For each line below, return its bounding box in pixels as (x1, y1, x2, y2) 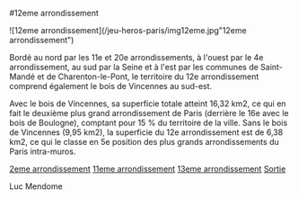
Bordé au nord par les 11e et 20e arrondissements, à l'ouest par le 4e (9, 52, 264, 62)
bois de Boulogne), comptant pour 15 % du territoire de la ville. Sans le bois (9, 117, 288, 128)
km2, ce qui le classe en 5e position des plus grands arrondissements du (9, 137, 280, 147)
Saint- (259, 62, 283, 72)
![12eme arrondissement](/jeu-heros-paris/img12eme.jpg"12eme (9, 25, 247, 35)
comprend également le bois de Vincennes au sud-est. (9, 81, 213, 91)
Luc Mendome (9, 181, 63, 192)
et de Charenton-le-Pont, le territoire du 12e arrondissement (37, 71, 259, 82)
